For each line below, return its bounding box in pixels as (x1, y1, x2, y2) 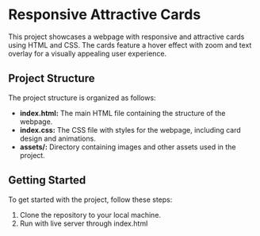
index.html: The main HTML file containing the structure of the (19, 108, 226, 118)
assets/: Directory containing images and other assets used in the (19, 141, 236, 152)
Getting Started (8, 173, 86, 188)
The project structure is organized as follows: (8, 93, 156, 103)
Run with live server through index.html (19, 219, 148, 228)
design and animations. (19, 133, 97, 143)
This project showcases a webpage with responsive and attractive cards (8, 32, 245, 41)
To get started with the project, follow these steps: (8, 195, 173, 204)
